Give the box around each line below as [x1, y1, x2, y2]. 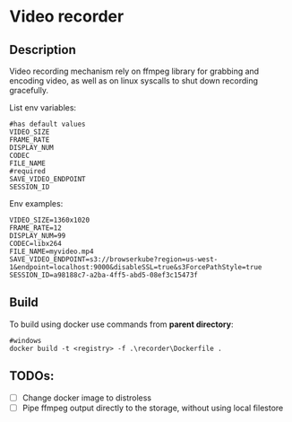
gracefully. [9, 85, 49, 95]
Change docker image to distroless [21, 392, 152, 403]
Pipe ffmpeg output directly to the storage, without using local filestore [21, 402, 284, 413]
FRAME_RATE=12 [9, 224, 63, 233]
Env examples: [9, 198, 64, 208]
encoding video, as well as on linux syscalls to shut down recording [9, 75, 258, 86]
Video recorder [9, 6, 125, 27]
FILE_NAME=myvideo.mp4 [9, 247, 94, 256]
